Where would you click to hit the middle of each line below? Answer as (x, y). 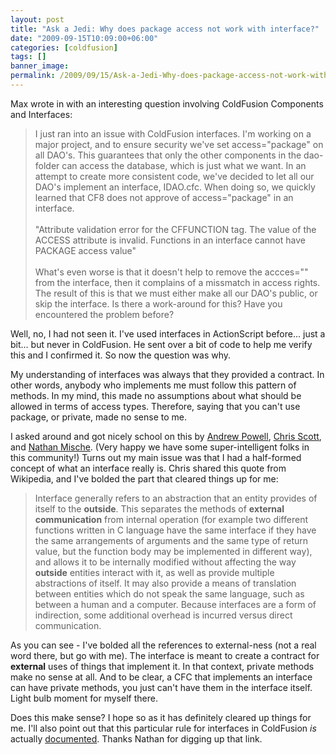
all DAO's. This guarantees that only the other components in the (168, 155)
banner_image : (40, 66)
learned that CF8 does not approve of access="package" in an (164, 197)
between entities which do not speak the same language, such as (169, 593)
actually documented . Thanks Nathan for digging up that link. (136, 738)
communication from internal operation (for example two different (171, 519)
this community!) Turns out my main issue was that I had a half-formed (156, 457)
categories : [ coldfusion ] (64, 47)
